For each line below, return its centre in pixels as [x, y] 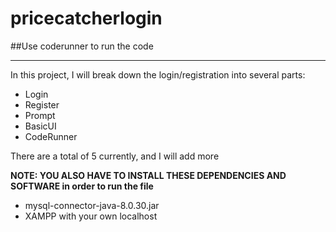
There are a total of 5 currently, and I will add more [115, 156]
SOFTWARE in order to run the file [82, 186]
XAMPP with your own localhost [91, 216]
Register [42, 104]
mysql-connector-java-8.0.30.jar [92, 205]
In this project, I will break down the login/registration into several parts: [158, 74]
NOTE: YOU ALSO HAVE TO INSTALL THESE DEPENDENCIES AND [148, 175]
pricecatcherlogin [86, 18]
